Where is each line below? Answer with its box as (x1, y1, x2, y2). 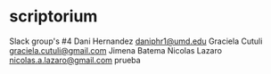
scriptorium (9, 6, 98, 27)
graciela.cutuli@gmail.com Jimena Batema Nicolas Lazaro (9, 45, 223, 55)
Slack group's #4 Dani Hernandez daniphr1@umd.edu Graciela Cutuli (9, 36, 263, 46)
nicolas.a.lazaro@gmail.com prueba (9, 54, 141, 65)
